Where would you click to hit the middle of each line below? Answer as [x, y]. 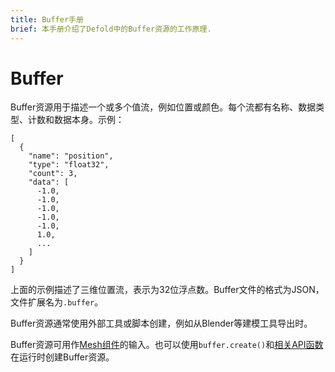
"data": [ [49, 182]
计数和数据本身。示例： [76, 120]
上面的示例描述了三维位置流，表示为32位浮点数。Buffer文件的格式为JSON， [167, 290]
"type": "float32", [69, 165]
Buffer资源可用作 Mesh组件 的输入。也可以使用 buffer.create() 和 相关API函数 [167, 345]
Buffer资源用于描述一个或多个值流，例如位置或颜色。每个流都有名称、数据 [163, 107]
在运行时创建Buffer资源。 [62, 357]
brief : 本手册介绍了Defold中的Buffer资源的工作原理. [111, 29]
